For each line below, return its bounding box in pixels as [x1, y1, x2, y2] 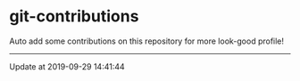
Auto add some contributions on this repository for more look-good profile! [9, 36, 284, 46]
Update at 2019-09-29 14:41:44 [9, 61, 125, 72]
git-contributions [9, 6, 139, 27]
